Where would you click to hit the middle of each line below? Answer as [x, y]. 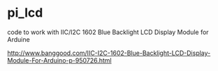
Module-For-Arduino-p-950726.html [59, 60]
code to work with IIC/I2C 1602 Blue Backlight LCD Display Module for [108, 32]
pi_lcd [25, 13]
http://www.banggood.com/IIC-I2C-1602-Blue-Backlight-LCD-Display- [109, 53]
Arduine [19, 39]
